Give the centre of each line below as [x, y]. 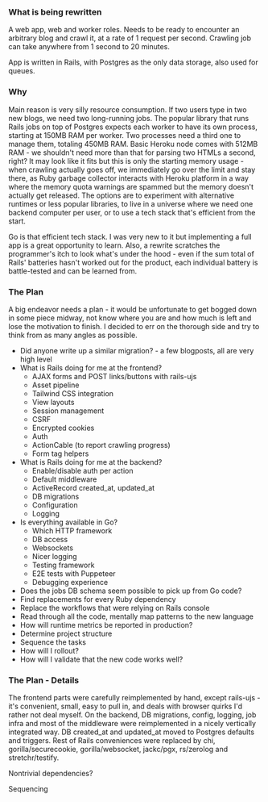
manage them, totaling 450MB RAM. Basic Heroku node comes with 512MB [133, 144]
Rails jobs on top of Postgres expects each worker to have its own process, [133, 127]
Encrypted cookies [63, 428]
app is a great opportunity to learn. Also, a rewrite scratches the [114, 245]
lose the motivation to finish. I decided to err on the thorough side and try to [134, 326]
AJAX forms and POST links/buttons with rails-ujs [114, 376]
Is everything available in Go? [69, 522]
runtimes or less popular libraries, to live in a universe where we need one [131, 203]
